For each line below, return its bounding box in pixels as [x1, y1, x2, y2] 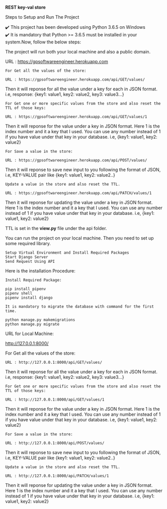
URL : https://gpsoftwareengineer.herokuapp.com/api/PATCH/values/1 [5, 191, 152, 196]
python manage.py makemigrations [5, 317, 75, 322]
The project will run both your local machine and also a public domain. [5, 49, 151, 54]
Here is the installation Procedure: [5, 268, 75, 274]
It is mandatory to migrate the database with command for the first [5, 304, 154, 309]
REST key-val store [5, 5, 46, 10]
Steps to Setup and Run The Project [5, 14, 79, 20]
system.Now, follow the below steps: [5, 39, 81, 45]
